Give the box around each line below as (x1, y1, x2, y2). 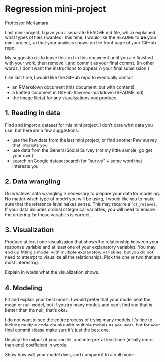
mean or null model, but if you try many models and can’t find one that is (5, 302, 153, 308)
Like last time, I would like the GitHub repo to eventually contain (5, 74, 134, 80)
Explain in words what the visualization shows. (5, 269, 99, 275)
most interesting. (5, 260, 39, 266)
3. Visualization (5, 225, 54, 234)
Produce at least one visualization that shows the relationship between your (5, 239, 159, 245)
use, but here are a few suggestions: (5, 127, 80, 133)
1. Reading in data (5, 109, 61, 117)
